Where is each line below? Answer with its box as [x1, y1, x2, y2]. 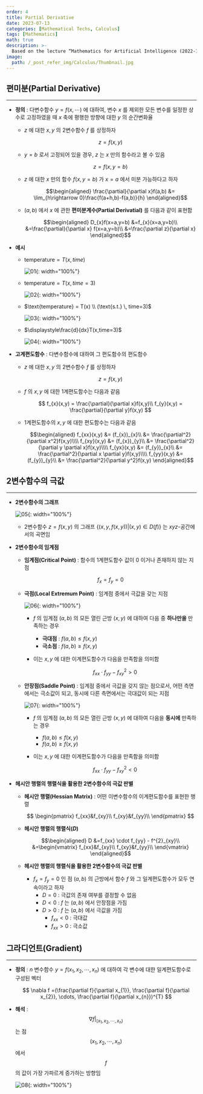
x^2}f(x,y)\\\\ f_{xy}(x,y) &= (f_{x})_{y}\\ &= [47, 438, 154, 445]
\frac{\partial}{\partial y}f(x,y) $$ [69, 406, 152, 414]
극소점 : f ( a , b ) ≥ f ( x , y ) [42, 642, 98, 650]
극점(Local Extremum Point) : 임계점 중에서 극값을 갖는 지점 [24, 590, 168, 597]
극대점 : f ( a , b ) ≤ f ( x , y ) [42, 635, 98, 642]
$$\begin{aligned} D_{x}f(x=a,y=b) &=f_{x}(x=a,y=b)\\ [43, 219, 178, 226]
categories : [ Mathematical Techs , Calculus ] [6, 25, 120, 32]
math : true [6, 37, 34, 43]
